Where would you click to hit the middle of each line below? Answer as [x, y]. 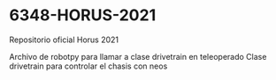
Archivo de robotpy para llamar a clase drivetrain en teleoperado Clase [138, 56]
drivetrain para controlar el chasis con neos [88, 66]
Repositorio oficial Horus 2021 [64, 40]
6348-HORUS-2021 [83, 15]
